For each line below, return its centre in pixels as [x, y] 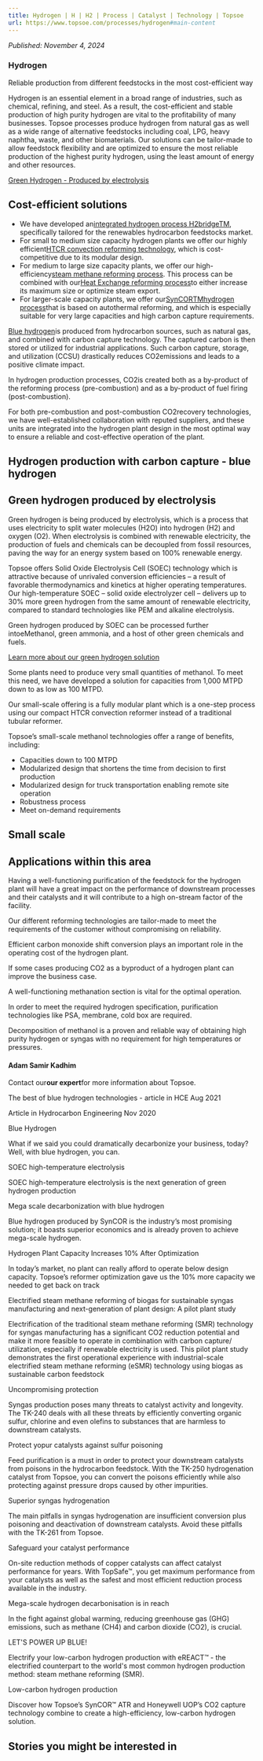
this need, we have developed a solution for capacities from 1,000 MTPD [126, 681]
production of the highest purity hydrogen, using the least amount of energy [131, 156]
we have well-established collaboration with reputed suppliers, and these [126, 420]
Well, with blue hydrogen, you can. [64, 1152]
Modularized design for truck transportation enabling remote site [124, 785]
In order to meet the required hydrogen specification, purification [113, 1007]
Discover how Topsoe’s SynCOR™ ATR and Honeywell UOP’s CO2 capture [127, 1705]
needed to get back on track [54, 1285]
